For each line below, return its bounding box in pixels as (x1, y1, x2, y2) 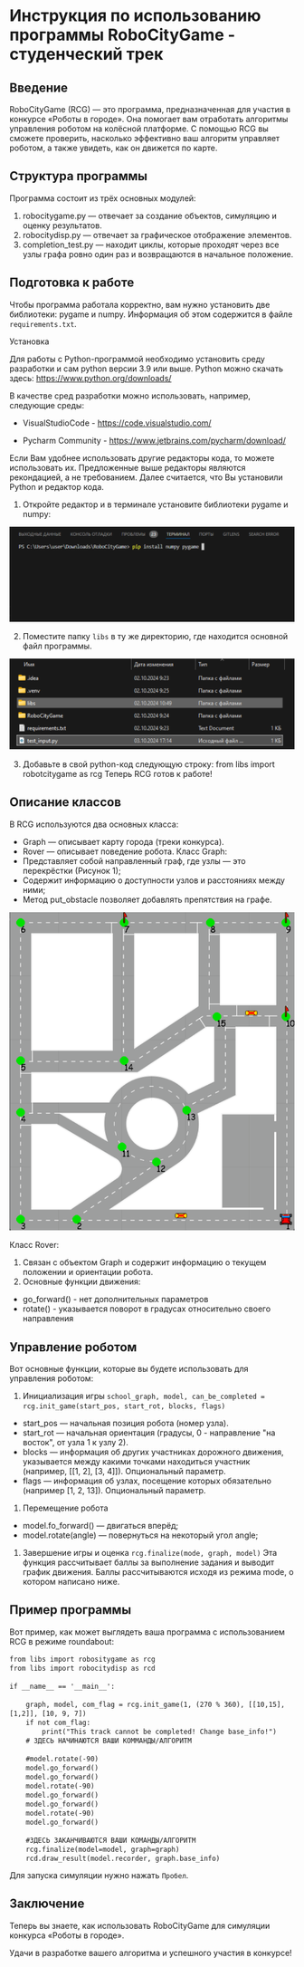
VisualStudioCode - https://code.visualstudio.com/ (22, 417, 212, 428)
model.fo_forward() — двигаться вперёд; (22, 1520, 179, 1530)
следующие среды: (9, 399, 84, 410)
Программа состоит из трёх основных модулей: (9, 192, 196, 204)
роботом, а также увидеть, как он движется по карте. (9, 142, 218, 153)
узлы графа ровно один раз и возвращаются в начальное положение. (22, 248, 294, 259)
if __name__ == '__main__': (9, 1682, 116, 1691)
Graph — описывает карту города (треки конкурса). (22, 836, 224, 847)
